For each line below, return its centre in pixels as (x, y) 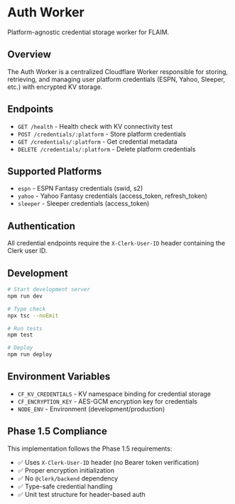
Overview (29, 54)
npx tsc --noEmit (33, 315)
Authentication (42, 226)
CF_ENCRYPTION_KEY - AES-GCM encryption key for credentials (107, 401)
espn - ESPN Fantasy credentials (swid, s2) (80, 189)
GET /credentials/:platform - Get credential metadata (97, 141)
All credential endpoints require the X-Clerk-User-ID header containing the (116, 243)
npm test (20, 335)
